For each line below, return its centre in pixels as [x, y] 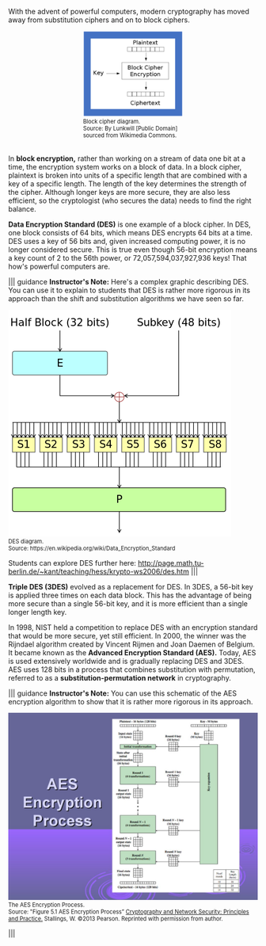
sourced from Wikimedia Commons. [130, 135]
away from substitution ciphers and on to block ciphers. [99, 20]
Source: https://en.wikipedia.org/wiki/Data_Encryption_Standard [92, 548]
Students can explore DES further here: [72, 563]
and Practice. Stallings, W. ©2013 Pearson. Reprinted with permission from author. [116, 918]
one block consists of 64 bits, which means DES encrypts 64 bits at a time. [131, 232]
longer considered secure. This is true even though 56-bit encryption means [133, 250]
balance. [23, 208]
